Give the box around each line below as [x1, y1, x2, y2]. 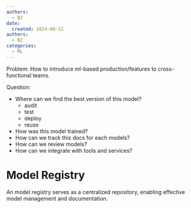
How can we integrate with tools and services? [15, 147, 133, 154]
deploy [24, 114, 42, 122]
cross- [158, 65, 175, 72]
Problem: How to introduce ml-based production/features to [6, 65, 157, 72]
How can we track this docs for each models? [15, 134, 130, 141]
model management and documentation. [6, 195, 108, 202]
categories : [6, 43, 36, 49]
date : [6, 20, 20, 26]
